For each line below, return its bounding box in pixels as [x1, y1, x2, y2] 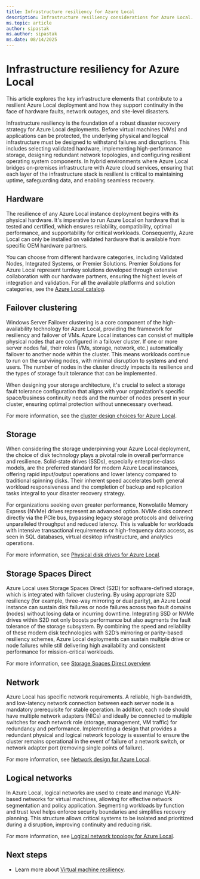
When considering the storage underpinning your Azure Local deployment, [6, 445, 190, 453]
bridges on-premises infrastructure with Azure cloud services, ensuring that [6, 164, 193, 171]
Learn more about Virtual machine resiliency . [14, 866, 125, 873]
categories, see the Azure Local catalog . [6, 285, 106, 293]
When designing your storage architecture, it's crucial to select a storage [6, 381, 186, 389]
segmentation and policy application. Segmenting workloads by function [6, 802, 184, 809]
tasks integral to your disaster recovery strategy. [6, 490, 125, 497]
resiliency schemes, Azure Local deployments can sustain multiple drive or [6, 636, 190, 643]
